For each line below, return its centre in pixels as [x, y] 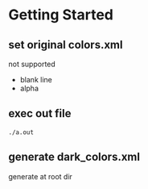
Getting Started [61, 15]
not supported [32, 64]
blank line [36, 80]
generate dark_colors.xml [74, 157]
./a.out [21, 132]
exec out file [40, 113]
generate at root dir [40, 176]
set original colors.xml [66, 45]
